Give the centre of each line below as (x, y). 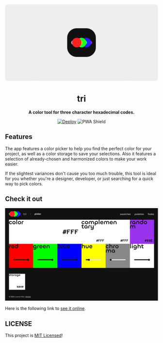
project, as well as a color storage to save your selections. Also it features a (81, 154)
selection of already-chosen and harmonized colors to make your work (76, 159)
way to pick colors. (24, 183)
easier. (12, 164)
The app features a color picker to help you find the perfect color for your (78, 148)
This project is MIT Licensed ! (34, 335)
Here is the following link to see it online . (46, 309)
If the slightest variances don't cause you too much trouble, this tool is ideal (81, 173)
